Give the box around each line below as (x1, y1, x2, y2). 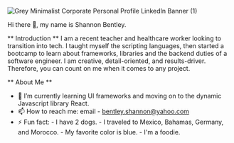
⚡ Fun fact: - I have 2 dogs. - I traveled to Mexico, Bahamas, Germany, (17, 118, 224, 126)
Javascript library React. (17, 99, 90, 108)
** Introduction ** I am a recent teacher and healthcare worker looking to (7, 34, 222, 42)
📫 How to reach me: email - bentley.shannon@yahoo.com (17, 107, 190, 115)
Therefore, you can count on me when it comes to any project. (7, 64, 191, 72)
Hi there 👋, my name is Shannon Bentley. (7, 21, 127, 28)
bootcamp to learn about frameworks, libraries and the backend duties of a (7, 50, 228, 57)
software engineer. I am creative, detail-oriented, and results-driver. (7, 57, 206, 65)
